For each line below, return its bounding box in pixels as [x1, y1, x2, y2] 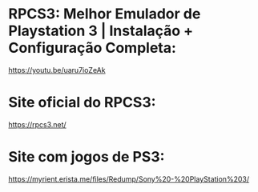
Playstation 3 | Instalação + [8, 22, 194, 40]
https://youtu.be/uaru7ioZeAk [8, 65, 106, 74]
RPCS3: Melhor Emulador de [8, 5, 201, 23]
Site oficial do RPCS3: [8, 94, 156, 112]
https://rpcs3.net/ [8, 119, 67, 129]
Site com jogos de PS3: [8, 148, 165, 166]
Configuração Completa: [8, 39, 176, 57]
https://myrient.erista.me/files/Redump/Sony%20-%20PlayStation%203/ [8, 174, 250, 184]
